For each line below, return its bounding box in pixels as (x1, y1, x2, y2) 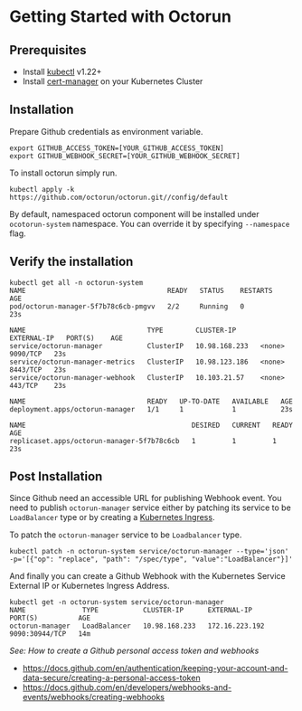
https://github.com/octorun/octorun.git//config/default (9, 193, 229, 202)
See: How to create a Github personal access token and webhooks (9, 645, 260, 657)
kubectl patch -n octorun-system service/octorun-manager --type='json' (9, 547, 289, 556)
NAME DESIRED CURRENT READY (9, 421, 294, 430)
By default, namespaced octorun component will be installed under (9, 208, 260, 219)
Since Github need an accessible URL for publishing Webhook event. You (9, 493, 282, 504)
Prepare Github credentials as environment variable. (9, 126, 203, 137)
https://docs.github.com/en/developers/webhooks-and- (22, 682, 232, 693)
